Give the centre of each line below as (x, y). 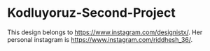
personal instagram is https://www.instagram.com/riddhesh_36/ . (100, 39)
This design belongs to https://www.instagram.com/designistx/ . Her (105, 32)
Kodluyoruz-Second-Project (92, 13)
